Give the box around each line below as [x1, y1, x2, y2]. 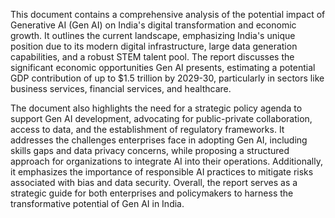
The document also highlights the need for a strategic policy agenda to [10, 102, 303, 114]
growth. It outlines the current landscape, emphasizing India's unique [10, 30, 296, 41]
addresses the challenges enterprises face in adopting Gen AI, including [10, 134, 308, 146]
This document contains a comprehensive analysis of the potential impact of [10, 9, 326, 20]
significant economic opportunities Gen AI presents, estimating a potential [10, 62, 316, 73]
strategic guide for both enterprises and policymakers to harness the [10, 187, 294, 199]
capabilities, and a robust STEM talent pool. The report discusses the [10, 51, 295, 63]
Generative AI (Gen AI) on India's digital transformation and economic [10, 19, 297, 31]
